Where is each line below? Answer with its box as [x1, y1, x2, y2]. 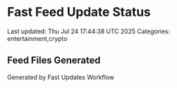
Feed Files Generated [7, 55, 101, 67]
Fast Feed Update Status [7, 4, 151, 20]
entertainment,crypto [7, 34, 68, 42]
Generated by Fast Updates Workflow [7, 73, 115, 81]
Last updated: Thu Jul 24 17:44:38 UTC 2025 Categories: [7, 27, 171, 35]
